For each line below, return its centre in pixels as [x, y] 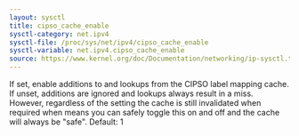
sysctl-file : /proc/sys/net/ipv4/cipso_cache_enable [109, 42]
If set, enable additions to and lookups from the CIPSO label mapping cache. [149, 84]
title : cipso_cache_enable [59, 26]
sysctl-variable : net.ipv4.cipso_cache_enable [97, 51]
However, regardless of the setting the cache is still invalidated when [135, 103]
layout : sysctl [37, 17]
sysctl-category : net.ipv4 [59, 34]
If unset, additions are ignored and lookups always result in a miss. [131, 93]
